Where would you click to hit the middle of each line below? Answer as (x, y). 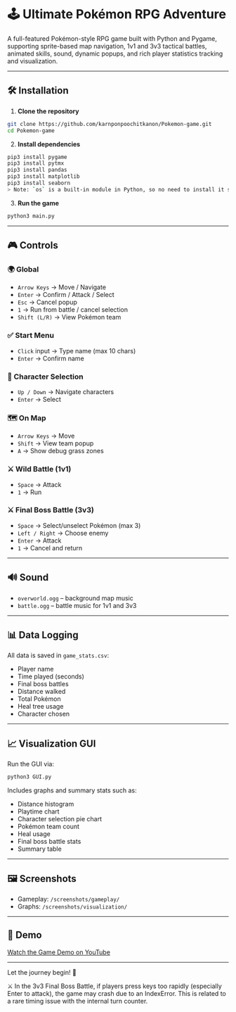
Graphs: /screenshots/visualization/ (72, 906)
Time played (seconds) (51, 676)
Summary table (39, 849)
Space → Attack (39, 484)
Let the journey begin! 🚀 (42, 972)
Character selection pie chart (60, 819)
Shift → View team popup (55, 443)
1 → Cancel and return (50, 548)
